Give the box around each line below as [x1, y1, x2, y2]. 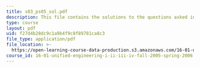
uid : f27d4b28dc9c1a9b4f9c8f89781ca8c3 [6, 31, 105, 37]
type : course [6, 20, 39, 25]
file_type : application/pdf [6, 36, 76, 42]
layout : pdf [6, 25, 36, 31]
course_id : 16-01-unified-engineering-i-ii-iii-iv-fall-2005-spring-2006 [6, 53, 193, 59]
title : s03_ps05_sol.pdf [6, 8, 68, 15]
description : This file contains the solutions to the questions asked [6, 14, 187, 20]
